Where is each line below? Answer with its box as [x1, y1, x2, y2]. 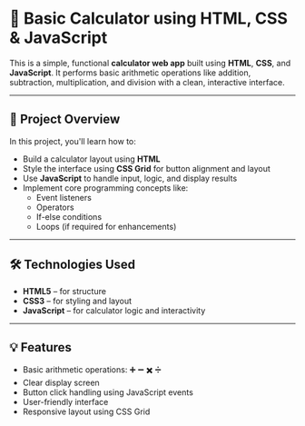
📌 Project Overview [9, 112, 121, 127]
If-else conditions [35, 211, 103, 222]
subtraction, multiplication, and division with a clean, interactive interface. [9, 76, 285, 87]
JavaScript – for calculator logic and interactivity [22, 304, 206, 316]
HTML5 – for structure [22, 285, 107, 296]
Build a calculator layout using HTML [22, 154, 161, 164]
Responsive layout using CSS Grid [22, 406, 151, 417]
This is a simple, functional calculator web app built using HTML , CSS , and [9, 57, 291, 68]
